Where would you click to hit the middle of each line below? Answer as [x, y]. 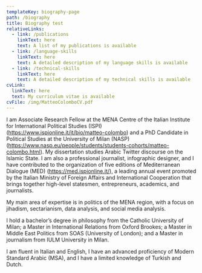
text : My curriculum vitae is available [63, 96]
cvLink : [16, 86]
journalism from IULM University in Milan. [58, 240]
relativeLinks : [25, 29]
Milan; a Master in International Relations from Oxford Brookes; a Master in [99, 227]
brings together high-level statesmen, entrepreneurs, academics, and [93, 184]
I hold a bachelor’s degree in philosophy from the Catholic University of [95, 220]
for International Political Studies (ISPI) [54, 126]
